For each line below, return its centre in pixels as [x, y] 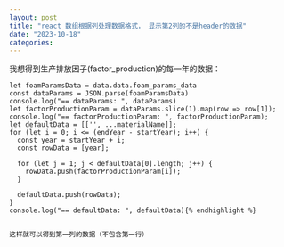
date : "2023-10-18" [45, 34]
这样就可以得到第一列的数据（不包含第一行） [79, 235]
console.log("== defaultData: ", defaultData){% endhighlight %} [133, 210]
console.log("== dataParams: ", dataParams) [93, 102]
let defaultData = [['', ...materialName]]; [93, 125]
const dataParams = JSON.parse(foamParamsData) [99, 94]
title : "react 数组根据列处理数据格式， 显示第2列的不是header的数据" [128, 26]
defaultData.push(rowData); [69, 195]
